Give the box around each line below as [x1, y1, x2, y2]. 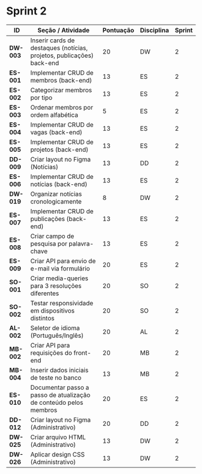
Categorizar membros [30, 86, 92, 94]
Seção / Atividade [37, 26, 90, 34]
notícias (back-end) [30, 179, 88, 188]
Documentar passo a [30, 383, 90, 391]
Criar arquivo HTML [30, 432, 86, 441]
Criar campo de [30, 232, 75, 240]
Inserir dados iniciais [30, 366, 89, 374]
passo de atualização [30, 390, 91, 399]
